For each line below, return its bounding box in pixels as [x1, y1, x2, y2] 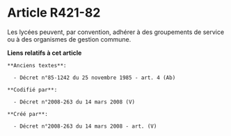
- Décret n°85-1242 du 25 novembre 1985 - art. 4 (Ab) [13, 74, 176, 81]
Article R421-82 [7, 5, 101, 21]
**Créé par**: [7, 110, 49, 117]
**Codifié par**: [7, 86, 58, 93]
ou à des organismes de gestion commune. [7, 35, 132, 43]
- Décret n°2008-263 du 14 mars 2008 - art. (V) [13, 123, 157, 130]
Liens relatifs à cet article [7, 49, 82, 57]
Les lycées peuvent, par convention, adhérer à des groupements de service [7, 28, 225, 36]
